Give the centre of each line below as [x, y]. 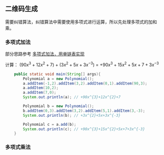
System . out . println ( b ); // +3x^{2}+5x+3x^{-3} [72, 115]
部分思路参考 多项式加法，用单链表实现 [45, 54]
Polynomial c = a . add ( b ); [50, 124]
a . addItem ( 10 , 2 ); [41, 88]
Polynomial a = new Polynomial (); [58, 78]
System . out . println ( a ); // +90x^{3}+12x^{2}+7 [72, 97]
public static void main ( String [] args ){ [57, 74]
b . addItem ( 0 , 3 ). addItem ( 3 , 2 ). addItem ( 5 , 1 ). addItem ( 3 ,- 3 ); [84, 111]
